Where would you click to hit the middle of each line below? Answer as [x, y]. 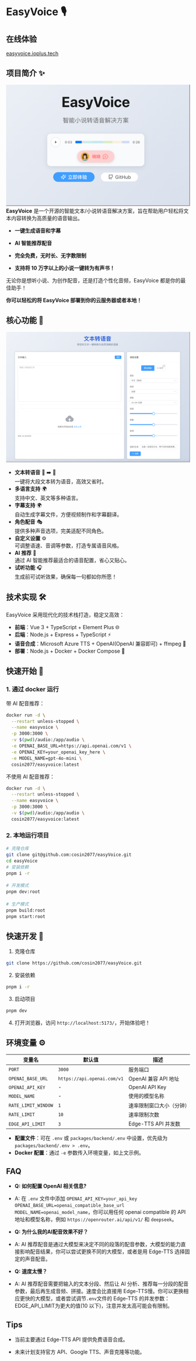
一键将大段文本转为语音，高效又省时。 [60, 482]
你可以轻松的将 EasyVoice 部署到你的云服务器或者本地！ [74, 301]
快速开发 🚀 [25, 937]
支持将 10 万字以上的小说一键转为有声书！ [64, 268]
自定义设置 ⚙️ [30, 538]
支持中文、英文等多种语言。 [48, 498]
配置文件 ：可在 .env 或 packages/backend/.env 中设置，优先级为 [91, 1138]
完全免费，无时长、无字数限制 [50, 255]
